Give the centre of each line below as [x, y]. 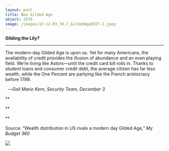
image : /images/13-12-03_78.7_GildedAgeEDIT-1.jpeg [60, 24]
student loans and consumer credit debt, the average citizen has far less [80, 69]
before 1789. [18, 80]
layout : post [19, 10]
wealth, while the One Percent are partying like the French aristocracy [77, 74]
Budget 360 [18, 133]
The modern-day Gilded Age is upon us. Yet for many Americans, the [77, 53]
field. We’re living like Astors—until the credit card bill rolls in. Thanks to [79, 63]
